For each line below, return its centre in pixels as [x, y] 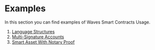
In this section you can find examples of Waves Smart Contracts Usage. [77, 22]
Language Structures [33, 31]
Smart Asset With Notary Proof [43, 42]
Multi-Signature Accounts [38, 37]
